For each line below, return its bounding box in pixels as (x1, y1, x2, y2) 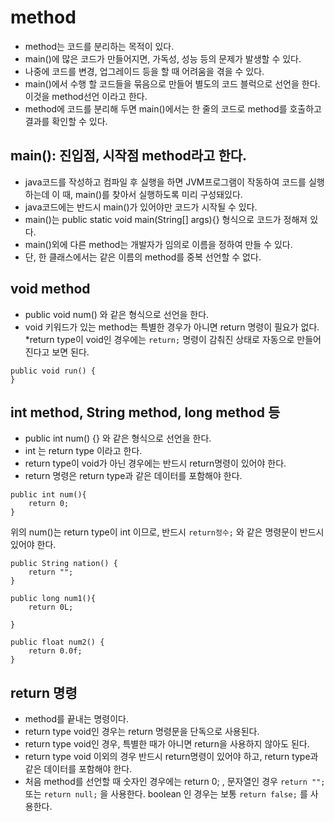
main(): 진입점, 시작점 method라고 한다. (10, 147, 248, 165)
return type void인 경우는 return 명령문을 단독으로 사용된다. (24, 726, 260, 738)
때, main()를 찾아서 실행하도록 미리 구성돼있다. (62, 188, 243, 200)
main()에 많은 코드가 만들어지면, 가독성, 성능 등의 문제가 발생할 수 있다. (24, 52, 302, 65)
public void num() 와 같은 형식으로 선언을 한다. (24, 308, 210, 320)
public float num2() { (10, 637, 105, 648)
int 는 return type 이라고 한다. (24, 445, 143, 457)
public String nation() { (10, 559, 118, 569)
